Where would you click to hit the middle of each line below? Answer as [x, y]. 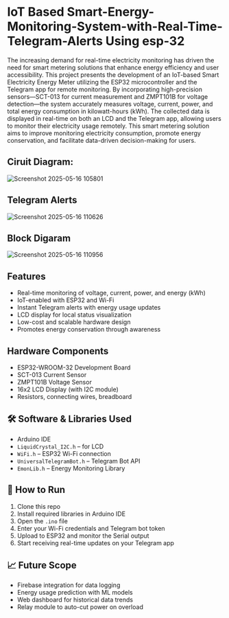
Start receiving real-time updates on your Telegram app [96, 542]
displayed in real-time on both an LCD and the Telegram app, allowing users [114, 118]
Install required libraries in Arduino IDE [71, 514]
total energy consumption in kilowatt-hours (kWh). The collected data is [109, 111]
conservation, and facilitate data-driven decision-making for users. [102, 140]
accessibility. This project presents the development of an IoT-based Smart [113, 75]
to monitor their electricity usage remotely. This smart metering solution [108, 126]
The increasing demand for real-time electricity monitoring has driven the [111, 60]
